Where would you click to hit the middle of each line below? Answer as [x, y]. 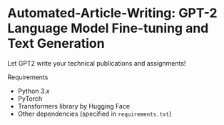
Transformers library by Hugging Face [74, 106]
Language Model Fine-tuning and [108, 28]
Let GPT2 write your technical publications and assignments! [97, 63]
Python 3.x [34, 91]
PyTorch [30, 99]
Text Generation [56, 44]
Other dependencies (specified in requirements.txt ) [95, 114]
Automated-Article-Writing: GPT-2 [112, 13]
